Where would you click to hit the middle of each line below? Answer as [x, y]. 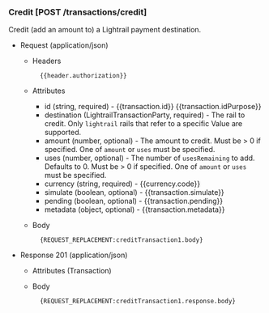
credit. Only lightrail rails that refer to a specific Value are [143, 124]
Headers [47, 61]
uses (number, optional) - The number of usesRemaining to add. [149, 158]
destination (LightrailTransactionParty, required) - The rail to [145, 115]
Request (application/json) [64, 45]
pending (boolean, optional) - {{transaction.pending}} [134, 201]
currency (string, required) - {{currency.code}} [122, 184]
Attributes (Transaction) [72, 271]
